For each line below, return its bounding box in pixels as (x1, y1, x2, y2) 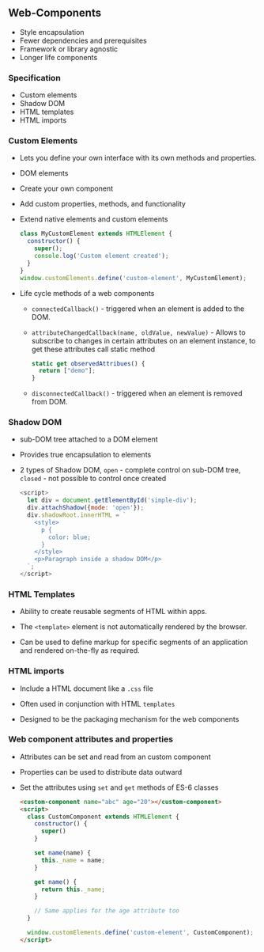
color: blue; (48, 533, 91, 541)
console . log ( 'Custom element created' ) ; (34, 252, 169, 260)
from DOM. (31, 397, 68, 407)
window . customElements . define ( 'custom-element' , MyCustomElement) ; (19, 274, 247, 282)
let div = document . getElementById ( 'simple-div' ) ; (27, 496, 198, 505)
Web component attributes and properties (8, 734, 174, 745)
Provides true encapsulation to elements (19, 450, 152, 460)
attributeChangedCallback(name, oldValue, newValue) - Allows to (31, 328, 247, 337)
